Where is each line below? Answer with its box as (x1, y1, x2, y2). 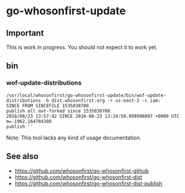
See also (6, 151, 39, 161)
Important (6, 28, 44, 38)
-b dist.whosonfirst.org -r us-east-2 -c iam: (43, 97, 161, 104)
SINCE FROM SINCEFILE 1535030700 (6, 102, 89, 108)
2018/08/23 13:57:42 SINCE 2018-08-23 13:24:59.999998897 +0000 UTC (6, 113, 180, 119)
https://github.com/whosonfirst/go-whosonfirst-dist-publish (14, 180, 162, 187)
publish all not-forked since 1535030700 (6, 108, 111, 114)
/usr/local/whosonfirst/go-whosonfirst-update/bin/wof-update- (6, 92, 167, 98)
